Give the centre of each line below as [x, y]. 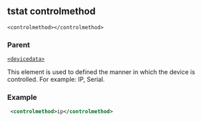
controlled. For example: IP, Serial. [56, 80]
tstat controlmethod [51, 11]
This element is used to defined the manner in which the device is [101, 72]
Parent [19, 44]
